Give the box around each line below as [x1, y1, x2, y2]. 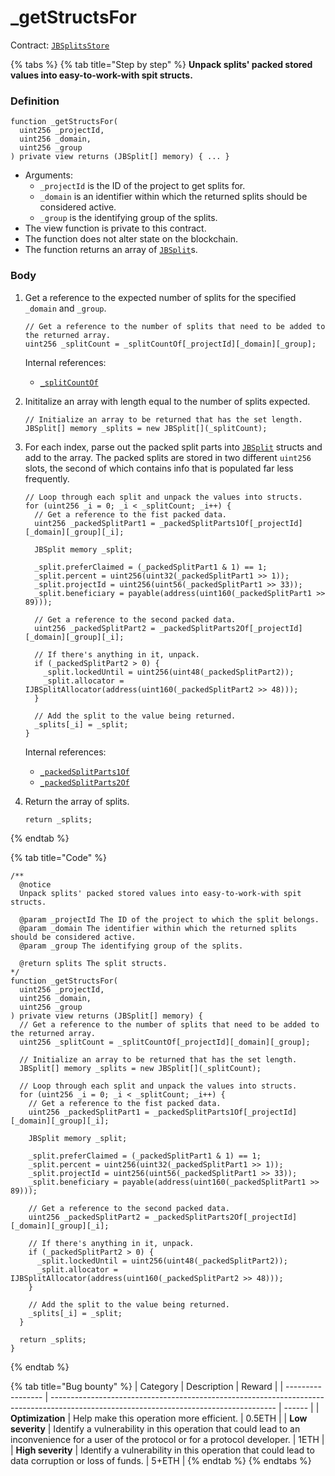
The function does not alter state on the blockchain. [24, 233, 238, 245]
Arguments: [24, 169, 73, 181]
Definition [10, 94, 60, 108]
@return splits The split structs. [19, 958, 168, 968]
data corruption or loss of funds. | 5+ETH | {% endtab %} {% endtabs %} [10, 1454, 312, 1466]
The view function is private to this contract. [24, 222, 207, 235]
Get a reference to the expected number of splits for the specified [24, 291, 297, 303]
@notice [19, 879, 52, 890]
